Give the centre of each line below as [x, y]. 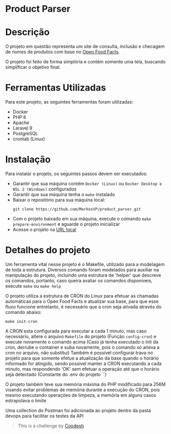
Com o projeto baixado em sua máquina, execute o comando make [82, 219]
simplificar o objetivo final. [33, 67]
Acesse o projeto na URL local [44, 230]
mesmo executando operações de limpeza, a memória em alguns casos [81, 395]
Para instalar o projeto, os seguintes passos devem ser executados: [77, 174]
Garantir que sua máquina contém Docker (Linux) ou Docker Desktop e [87, 184]
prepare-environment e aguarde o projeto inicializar [66, 224]
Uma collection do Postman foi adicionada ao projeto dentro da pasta [78, 410]
